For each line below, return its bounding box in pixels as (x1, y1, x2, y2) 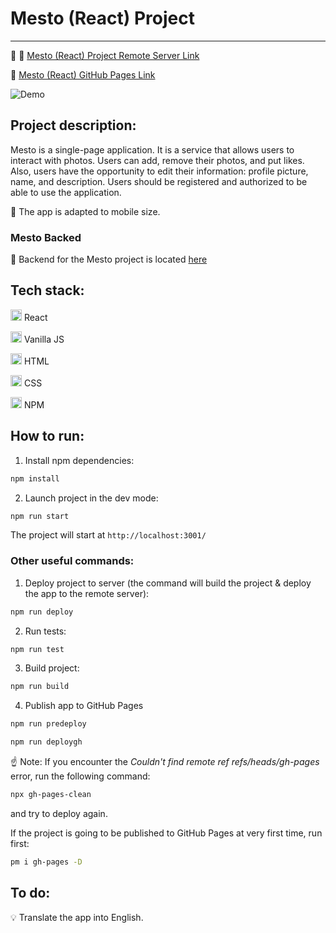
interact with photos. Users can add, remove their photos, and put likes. (10, 154, 305, 166)
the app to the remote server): (24, 587, 150, 599)
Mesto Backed (10, 230, 82, 244)
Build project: (24, 662, 80, 674)
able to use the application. (10, 186, 122, 198)
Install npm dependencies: (24, 454, 135, 466)
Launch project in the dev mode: (24, 492, 159, 504)
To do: (10, 885, 51, 902)
